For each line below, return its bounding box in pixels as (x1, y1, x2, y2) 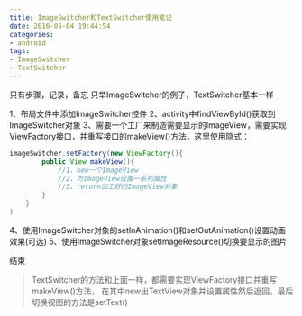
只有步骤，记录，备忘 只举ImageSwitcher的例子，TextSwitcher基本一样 (9, 89, 274, 100)
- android (9, 38, 47, 48)
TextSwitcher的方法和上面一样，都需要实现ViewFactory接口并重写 (31, 274, 278, 284)
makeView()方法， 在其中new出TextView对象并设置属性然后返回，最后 (31, 285, 294, 296)
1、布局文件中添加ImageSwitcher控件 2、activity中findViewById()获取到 (9, 108, 277, 119)
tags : (9, 47, 30, 56)
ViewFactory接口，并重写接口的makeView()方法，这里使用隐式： (9, 131, 250, 141)
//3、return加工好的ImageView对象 (57, 182, 178, 192)
